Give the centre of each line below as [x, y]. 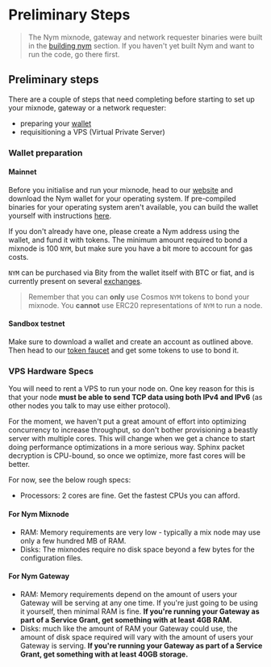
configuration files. [51, 557]
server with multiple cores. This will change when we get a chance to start [132, 439]
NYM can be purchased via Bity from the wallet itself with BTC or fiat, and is [131, 273]
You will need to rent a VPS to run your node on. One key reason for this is [131, 389]
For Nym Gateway [39, 576]
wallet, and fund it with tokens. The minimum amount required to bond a [128, 240]
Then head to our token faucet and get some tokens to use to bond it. [124, 350]
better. [19, 465]
